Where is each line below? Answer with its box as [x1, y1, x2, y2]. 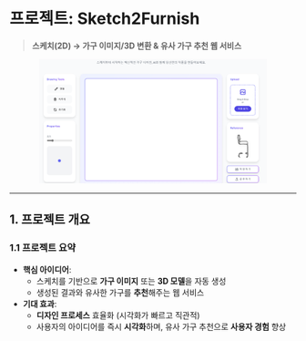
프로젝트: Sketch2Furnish [9, 8, 200, 29]
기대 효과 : [22, 298, 57, 309]
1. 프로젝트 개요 [9, 212, 91, 228]
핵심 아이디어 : [22, 263, 72, 274]
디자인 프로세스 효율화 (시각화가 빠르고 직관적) [36, 309, 200, 320]
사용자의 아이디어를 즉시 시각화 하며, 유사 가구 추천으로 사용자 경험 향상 [36, 321, 287, 332]
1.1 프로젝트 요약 [9, 242, 76, 254]
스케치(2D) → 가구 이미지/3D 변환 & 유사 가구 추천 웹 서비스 [31, 40, 242, 51]
